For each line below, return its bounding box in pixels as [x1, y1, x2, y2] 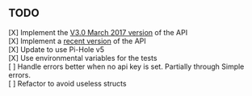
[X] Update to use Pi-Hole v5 [8, 44, 105, 54]
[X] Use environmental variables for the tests [8, 53, 157, 62]
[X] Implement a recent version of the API [8, 36, 147, 46]
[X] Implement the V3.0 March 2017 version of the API [8, 27, 188, 37]
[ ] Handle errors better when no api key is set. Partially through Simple [8, 62, 245, 71]
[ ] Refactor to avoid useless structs [8, 78, 127, 88]
